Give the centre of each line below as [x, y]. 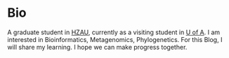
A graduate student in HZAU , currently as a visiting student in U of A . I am [114, 32]
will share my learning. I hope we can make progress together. [97, 47]
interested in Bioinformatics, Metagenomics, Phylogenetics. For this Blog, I [115, 39]
